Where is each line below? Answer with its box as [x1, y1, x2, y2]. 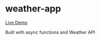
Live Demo [5, 19, 28, 25]
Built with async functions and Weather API [5, 29, 95, 35]
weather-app [5, 3, 62, 14]
